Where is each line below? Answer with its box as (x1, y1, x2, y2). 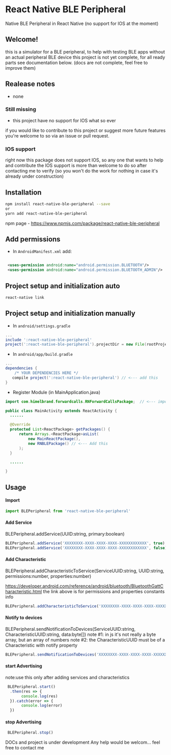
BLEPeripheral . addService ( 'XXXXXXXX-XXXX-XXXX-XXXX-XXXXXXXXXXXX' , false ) (5, 545, 167, 550)
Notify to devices (5, 614, 42, 621)
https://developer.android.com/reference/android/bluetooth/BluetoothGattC (5, 583, 164, 589)
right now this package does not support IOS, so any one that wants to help (5, 157, 164, 163)
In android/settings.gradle (12, 322, 71, 329)
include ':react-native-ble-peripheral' (5, 337, 93, 342)
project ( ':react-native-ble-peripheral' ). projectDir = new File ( (5, 342, 147, 347)
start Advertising (5, 663, 42, 669)
